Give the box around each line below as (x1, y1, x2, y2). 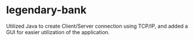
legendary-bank (6, 3, 87, 17)
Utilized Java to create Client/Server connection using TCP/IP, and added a (6, 23, 188, 29)
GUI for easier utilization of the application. (6, 28, 110, 35)
